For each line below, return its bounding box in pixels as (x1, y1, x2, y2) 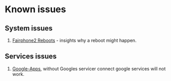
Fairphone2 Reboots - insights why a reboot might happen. (12, 37, 137, 43)
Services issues (5, 52, 57, 61)
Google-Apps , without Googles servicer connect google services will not (12, 65, 166, 72)
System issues (5, 24, 53, 33)
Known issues (5, 4, 66, 15)
